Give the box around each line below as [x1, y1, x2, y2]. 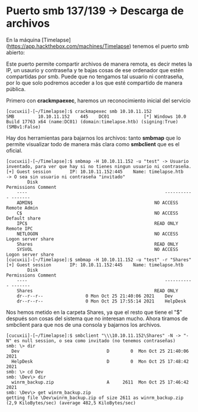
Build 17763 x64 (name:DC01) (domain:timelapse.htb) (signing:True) [6, 118, 178, 125]
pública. [6, 85, 26, 92]
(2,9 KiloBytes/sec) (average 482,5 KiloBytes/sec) [6, 400, 136, 406]
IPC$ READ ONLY [17, 220, 178, 226]
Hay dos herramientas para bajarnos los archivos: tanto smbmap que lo [6, 134, 181, 141]
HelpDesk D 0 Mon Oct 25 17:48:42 [11, 358, 189, 365]
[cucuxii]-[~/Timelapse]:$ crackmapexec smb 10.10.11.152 [6, 108, 152, 114]
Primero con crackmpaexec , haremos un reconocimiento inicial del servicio [6, 96, 191, 104]
